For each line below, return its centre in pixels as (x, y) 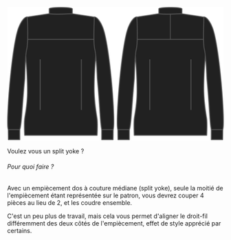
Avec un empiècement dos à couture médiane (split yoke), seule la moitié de (115, 188)
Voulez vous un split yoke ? (46, 151)
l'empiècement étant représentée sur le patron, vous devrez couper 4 (106, 195)
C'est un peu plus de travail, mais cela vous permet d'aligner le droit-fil (108, 216)
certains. (20, 230)
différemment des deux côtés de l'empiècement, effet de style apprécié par (114, 223)
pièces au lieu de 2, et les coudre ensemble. (70, 202)
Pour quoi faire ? (31, 167)
